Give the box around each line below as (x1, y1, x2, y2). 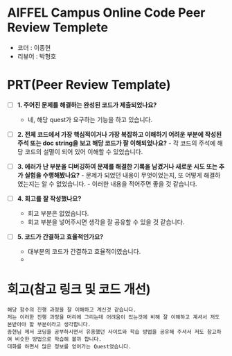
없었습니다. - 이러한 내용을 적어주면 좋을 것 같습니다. (55, 180, 197, 188)
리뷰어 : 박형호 (17, 52, 57, 60)
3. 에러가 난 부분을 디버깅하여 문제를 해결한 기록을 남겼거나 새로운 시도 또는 (17, 162, 218, 171)
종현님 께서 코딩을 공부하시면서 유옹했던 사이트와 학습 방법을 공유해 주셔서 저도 (7, 328, 204, 336)
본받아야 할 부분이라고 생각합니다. (7, 321, 91, 328)
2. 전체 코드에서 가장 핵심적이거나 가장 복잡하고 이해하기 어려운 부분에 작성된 (17, 130, 222, 138)
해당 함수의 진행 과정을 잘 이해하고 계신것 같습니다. (7, 307, 136, 314)
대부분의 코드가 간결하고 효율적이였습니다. (27, 248, 141, 256)
